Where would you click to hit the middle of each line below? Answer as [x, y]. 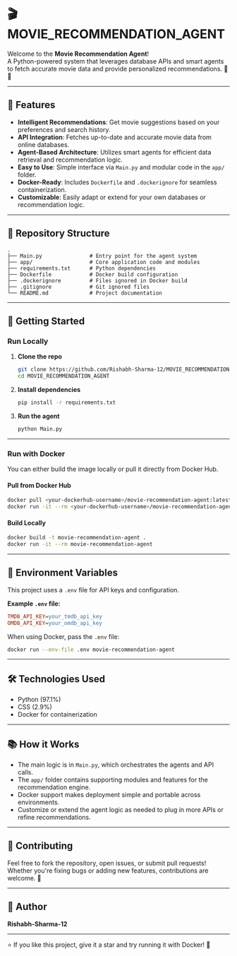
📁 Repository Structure [59, 233]
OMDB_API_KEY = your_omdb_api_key [55, 623]
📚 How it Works [43, 744]
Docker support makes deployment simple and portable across [109, 795]
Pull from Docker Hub [39, 485]
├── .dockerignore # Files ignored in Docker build [98, 280]
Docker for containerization [57, 715]
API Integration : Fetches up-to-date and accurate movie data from [114, 137]
